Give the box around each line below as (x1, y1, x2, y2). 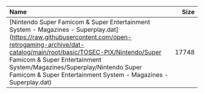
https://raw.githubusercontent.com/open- (12, 33, 132, 41)
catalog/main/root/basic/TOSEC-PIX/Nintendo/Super (9, 48, 162, 56)
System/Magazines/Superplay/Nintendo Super (9, 63, 143, 71)
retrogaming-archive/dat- (9, 40, 85, 49)
